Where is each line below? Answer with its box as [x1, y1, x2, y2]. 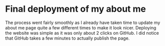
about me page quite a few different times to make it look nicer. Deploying [5, 24, 157, 30]
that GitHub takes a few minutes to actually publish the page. [5, 35, 130, 41]
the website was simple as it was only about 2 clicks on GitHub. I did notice [5, 30, 159, 36]
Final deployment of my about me [5, 3, 146, 15]
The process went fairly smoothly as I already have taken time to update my [5, 20, 161, 25]
